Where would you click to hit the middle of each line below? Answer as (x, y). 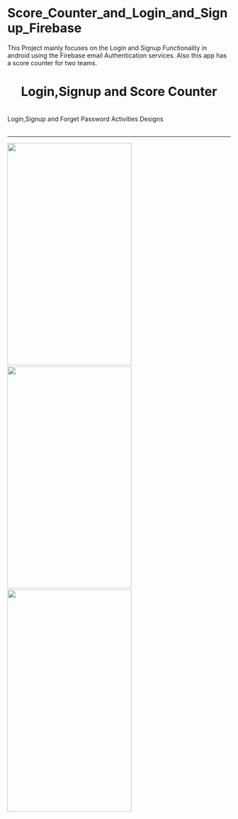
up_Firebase (45, 28)
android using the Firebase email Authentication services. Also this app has (117, 55)
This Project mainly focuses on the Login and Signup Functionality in (107, 48)
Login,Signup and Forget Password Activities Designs (86, 119)
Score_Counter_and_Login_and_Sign (118, 13)
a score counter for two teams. (52, 63)
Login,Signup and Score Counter (119, 92)
